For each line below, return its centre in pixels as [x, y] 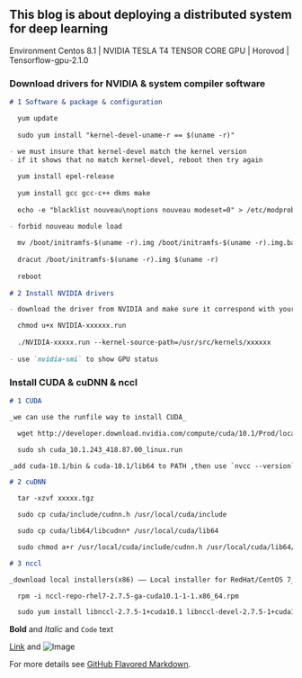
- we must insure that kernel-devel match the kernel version [128, 152]
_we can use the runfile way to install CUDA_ [98, 417]
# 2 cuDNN [28, 482]
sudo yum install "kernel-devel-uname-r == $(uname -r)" [126, 135]
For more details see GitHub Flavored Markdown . [100, 664]
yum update [38, 118]
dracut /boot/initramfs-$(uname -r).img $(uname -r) [118, 260]
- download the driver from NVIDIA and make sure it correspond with [142, 310]
